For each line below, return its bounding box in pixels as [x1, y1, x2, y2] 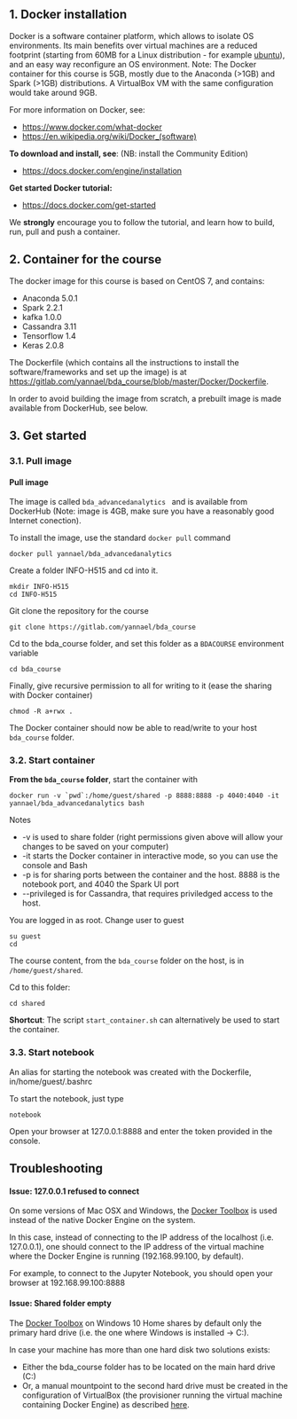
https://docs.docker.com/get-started [21, 200, 157, 210]
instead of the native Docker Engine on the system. [9, 1215, 196, 1226]
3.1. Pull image [9, 454, 73, 466]
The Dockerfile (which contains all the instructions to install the [9, 357, 239, 367]
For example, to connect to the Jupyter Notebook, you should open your [9, 1268, 273, 1279]
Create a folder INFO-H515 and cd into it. [9, 565, 159, 576]
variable [9, 647, 39, 659]
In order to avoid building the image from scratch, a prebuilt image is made [9, 393, 282, 404]
